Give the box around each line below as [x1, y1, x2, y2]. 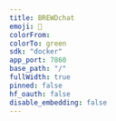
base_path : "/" [9, 65, 67, 74]
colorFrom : [9, 30, 51, 39]
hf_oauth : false [9, 89, 71, 98]
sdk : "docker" [9, 47, 63, 56]
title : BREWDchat [9, 13, 75, 23]
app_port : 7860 [9, 55, 67, 65]
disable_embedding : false [9, 97, 107, 107]
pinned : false [9, 81, 63, 90]
